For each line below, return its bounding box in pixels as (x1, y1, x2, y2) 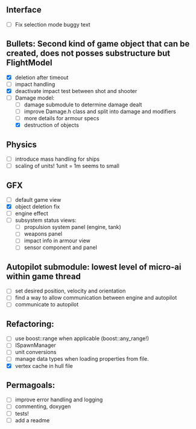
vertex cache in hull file (14, 362, 74, 369)
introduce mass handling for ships (14, 155, 100, 163)
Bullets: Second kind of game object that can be (6, 39, 190, 49)
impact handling (14, 80, 55, 88)
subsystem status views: (14, 217, 77, 224)
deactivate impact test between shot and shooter (14, 87, 138, 94)
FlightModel (6, 57, 52, 68)
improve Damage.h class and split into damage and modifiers (24, 108, 176, 115)
